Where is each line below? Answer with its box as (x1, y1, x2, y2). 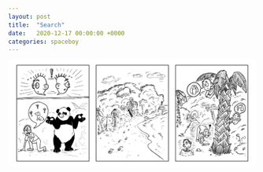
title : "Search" (8, 20, 65, 29)
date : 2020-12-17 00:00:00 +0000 (8, 29, 125, 37)
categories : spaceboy (8, 38, 80, 46)
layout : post (8, 13, 51, 20)
